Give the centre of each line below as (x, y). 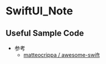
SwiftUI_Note (39, 11)
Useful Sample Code (45, 33)
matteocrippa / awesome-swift (61, 55)
